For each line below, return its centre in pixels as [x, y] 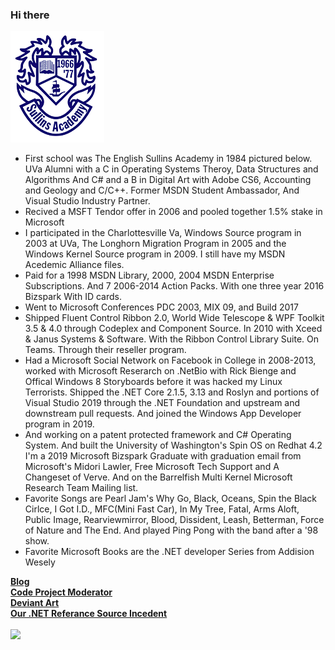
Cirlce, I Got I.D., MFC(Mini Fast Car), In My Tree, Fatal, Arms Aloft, [162, 509]
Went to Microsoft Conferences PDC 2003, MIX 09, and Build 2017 [161, 307]
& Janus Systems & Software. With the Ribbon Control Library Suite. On [172, 339]
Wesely [40, 562]
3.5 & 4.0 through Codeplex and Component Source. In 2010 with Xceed [173, 329]
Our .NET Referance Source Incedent [89, 614]
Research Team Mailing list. [81, 488]
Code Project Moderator [61, 592]
